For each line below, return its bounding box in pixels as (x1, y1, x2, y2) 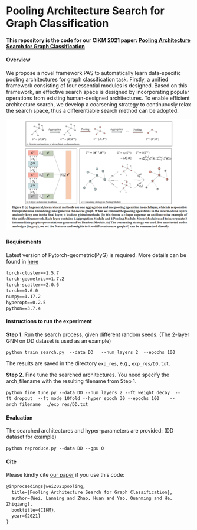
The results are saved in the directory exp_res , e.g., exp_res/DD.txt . (6, 360, 170, 367)
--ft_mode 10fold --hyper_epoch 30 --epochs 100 (37, 396, 160, 402)
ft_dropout (6, 396, 33, 402)
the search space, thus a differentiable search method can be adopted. (6, 107, 179, 114)
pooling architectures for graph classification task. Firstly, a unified (6, 76, 169, 83)
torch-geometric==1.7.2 (6, 276, 65, 282)
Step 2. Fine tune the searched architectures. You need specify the (6, 371, 170, 379)
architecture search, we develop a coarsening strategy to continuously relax (6, 100, 191, 108)
